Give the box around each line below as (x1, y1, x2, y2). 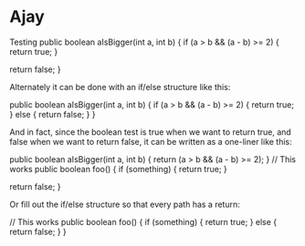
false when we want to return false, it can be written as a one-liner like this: (9, 136, 292, 147)
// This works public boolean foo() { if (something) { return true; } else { (9, 216, 278, 227)
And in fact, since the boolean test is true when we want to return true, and (9, 126, 292, 138)
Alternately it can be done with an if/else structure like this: (9, 81, 231, 92)
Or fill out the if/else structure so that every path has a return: (9, 199, 240, 210)
